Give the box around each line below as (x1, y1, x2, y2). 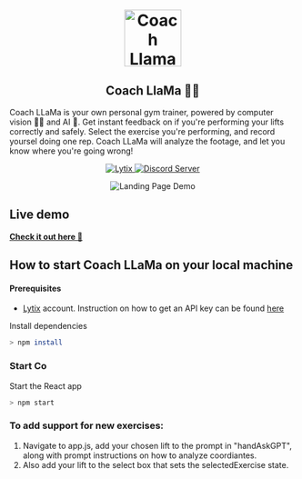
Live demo (9, 207, 70, 223)
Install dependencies (9, 321, 88, 332)
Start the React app (9, 380, 82, 391)
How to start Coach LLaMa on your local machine (9, 257, 294, 273)
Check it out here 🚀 (9, 231, 84, 242)
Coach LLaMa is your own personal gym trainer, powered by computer (9, 107, 275, 117)
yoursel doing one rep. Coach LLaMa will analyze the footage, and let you (9, 136, 286, 146)
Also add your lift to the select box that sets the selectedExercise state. (22, 459, 289, 470)
